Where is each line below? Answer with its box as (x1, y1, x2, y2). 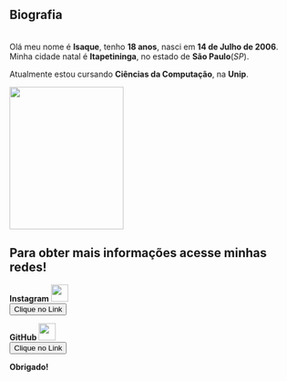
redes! (9, 260, 47, 275)
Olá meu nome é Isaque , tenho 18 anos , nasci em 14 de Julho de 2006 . (9, 41, 279, 52)
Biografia (9, 7, 63, 23)
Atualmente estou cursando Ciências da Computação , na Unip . (9, 68, 249, 79)
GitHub (9, 332, 37, 343)
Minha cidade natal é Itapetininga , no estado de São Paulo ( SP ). (9, 50, 250, 62)
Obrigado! (9, 361, 49, 372)
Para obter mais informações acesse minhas (9, 245, 267, 261)
